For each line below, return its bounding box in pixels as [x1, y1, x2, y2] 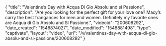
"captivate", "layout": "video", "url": [5, 30, 78, 36]
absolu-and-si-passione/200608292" [5, 35, 83, 41]
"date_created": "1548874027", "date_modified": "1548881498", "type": [5, 25, 152, 31]
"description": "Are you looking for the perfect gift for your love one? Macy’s [5, 9, 161, 15]
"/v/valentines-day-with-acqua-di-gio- [78, 30, 158, 36]
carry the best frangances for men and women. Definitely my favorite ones [5, 15, 158, 20]
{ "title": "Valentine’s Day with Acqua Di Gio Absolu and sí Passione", [5, 4, 145, 10]
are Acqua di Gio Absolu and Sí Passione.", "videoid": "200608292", [5, 20, 145, 25]
